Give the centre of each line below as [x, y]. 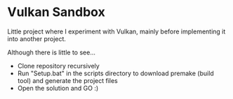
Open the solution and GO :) [58, 88]
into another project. [37, 38]
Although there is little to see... [52, 52]
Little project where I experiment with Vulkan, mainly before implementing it [116, 31]
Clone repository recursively [58, 66]
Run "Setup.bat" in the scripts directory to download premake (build [115, 73]
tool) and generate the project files [67, 80]
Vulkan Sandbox [56, 12]
